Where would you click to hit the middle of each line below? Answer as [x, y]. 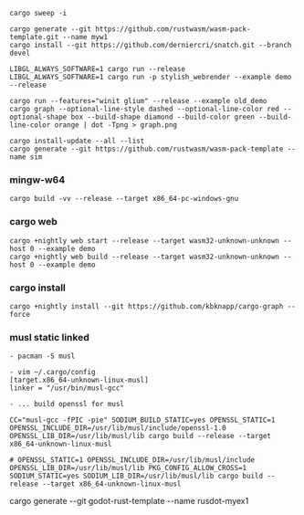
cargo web [33, 222]
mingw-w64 [37, 180]
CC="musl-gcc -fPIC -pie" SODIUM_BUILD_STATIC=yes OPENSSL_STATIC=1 [142, 420]
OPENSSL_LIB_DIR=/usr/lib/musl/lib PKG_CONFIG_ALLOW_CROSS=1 [128, 468]
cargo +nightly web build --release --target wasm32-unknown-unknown [145, 257]
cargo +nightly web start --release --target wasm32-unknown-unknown [145, 241]
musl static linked [49, 337]
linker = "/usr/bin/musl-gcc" [67, 388]
